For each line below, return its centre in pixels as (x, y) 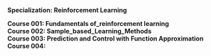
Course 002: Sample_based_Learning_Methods (80, 31)
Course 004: (27, 46)
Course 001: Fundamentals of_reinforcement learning (88, 23)
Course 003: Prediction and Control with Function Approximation (105, 38)
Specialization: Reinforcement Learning (67, 10)
